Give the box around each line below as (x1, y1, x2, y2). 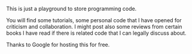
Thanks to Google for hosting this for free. (6, 41, 110, 48)
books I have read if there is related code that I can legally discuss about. (6, 29, 187, 37)
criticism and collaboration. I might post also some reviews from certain (6, 23, 182, 30)
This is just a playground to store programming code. (6, 5, 137, 12)
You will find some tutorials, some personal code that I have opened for (6, 17, 182, 23)
